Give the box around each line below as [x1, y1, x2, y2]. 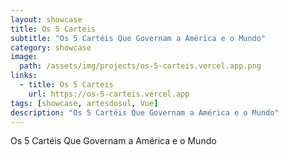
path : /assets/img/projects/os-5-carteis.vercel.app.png [19, 61, 262, 71]
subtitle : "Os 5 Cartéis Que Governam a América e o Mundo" [10, 33, 267, 43]
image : [10, 52, 38, 62]
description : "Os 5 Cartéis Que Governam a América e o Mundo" [10, 107, 280, 118]
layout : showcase [10, 14, 83, 25]
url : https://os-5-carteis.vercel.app [28, 89, 190, 99]
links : [10, 71, 38, 81]
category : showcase [10, 42, 92, 53]
